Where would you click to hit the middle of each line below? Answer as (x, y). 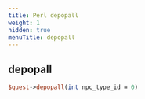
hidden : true (29, 30)
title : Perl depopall (43, 15)
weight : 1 (24, 23)
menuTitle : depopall (42, 37)
